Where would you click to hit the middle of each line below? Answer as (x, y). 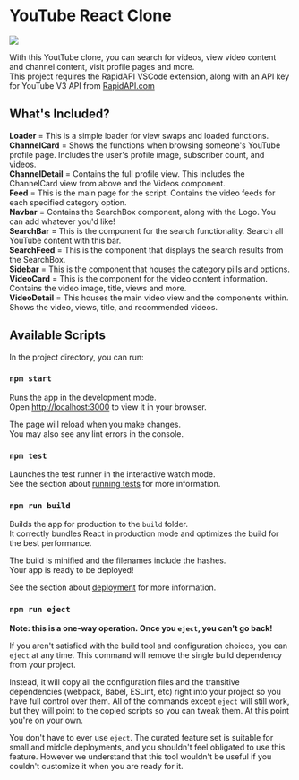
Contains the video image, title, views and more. (98, 288)
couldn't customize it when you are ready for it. (96, 766)
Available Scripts (57, 336)
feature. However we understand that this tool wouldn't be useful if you (141, 756)
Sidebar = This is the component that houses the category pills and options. (150, 269)
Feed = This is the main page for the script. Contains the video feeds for (142, 193)
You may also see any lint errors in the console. (96, 433)
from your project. (43, 664)
